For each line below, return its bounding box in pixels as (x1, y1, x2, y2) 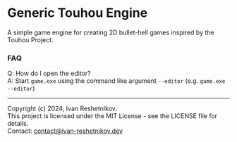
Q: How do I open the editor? (7, 69, 91, 78)
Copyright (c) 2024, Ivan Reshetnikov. (7, 104, 118, 113)
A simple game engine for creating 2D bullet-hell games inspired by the (7, 28, 214, 37)
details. (7, 120, 29, 128)
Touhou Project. (7, 35, 54, 44)
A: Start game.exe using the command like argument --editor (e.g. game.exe (7, 77, 226, 85)
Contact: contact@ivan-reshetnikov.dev (7, 127, 123, 135)
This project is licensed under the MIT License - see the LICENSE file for (7, 112, 217, 120)
